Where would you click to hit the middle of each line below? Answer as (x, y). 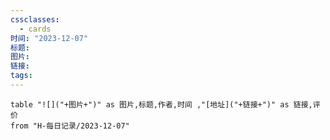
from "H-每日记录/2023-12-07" (70, 126)
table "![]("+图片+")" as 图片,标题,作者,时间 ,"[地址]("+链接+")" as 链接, (161, 104)
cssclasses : (35, 19)
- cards (35, 29)
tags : (21, 76)
